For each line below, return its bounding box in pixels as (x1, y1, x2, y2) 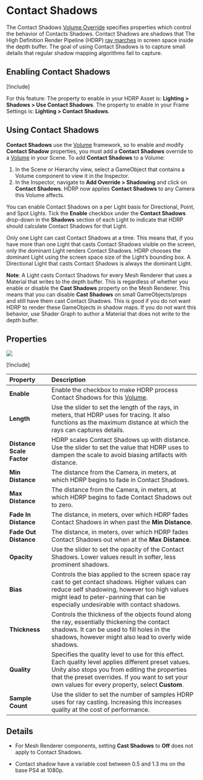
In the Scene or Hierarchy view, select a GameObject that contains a (14, 166, 185, 173)
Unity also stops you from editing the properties (51, 666, 187, 674)
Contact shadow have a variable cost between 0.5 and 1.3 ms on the (14, 760, 185, 768)
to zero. (51, 501, 74, 509)
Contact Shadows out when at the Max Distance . (51, 536, 192, 544)
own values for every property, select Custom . (51, 681, 184, 689)
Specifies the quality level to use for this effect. (51, 651, 185, 659)
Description (51, 375, 86, 384)
